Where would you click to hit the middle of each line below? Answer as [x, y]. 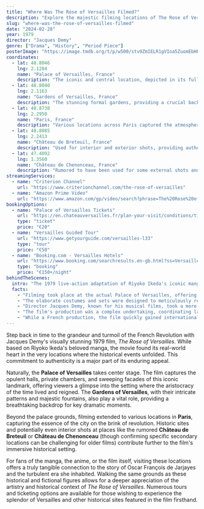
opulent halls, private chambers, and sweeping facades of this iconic [92, 379]
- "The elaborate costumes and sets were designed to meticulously [104, 301]
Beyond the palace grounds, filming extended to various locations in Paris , [100, 416]
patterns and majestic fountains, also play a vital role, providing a [87, 398]
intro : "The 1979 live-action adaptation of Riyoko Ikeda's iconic [99, 284]
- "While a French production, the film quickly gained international [108, 318]
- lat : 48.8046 [31, 63]
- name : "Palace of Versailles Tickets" [63, 210]
